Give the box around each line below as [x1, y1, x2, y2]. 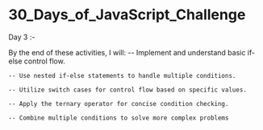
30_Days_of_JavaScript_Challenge [8, 6, 246, 24]
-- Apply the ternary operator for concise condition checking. [8, 100, 229, 108]
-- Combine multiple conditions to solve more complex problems [8, 114, 229, 122]
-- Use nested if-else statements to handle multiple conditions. [8, 71, 236, 79]
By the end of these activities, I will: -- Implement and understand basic [8, 47, 246, 57]
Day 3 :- [8, 32, 35, 42]
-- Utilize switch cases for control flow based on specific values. [8, 86, 248, 94]
